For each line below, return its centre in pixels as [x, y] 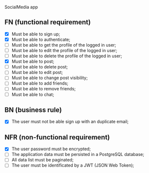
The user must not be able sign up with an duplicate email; [70, 121]
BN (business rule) [33, 110]
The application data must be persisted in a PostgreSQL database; [78, 155]
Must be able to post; [33, 61]
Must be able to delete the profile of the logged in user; [67, 56]
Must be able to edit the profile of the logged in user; [64, 50]
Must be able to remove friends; [43, 89]
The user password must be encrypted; [51, 149]
